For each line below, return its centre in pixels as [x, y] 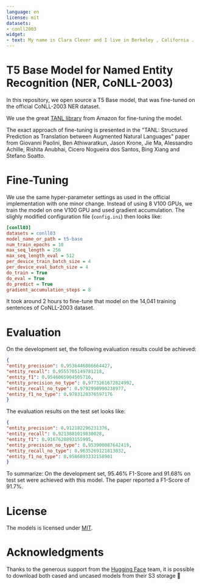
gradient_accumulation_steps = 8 [49, 290]
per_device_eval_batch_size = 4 [47, 267]
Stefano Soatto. [26, 156]
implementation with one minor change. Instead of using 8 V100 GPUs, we [99, 204]
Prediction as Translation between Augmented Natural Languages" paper [98, 136]
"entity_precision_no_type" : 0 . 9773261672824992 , [71, 383]
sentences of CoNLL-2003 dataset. [50, 308]
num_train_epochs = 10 [35, 245]
